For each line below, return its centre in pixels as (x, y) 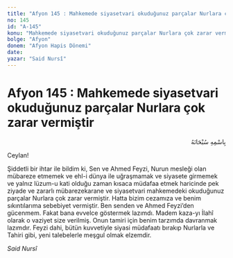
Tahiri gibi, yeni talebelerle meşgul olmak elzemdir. (79, 235)
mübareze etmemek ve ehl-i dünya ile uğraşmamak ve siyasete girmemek (113, 176)
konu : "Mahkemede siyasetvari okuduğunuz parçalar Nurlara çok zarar (110, 33)
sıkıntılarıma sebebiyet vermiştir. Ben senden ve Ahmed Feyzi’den (101, 205)
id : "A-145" (24, 26)
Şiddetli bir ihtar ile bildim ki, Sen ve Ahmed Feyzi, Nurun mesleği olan (107, 169)
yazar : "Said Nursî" (37, 59)
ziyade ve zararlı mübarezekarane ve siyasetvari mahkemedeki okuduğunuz (116, 191)
